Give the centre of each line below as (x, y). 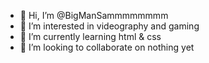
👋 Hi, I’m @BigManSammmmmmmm (94, 15)
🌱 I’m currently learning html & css (90, 36)
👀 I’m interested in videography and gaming (109, 26)
